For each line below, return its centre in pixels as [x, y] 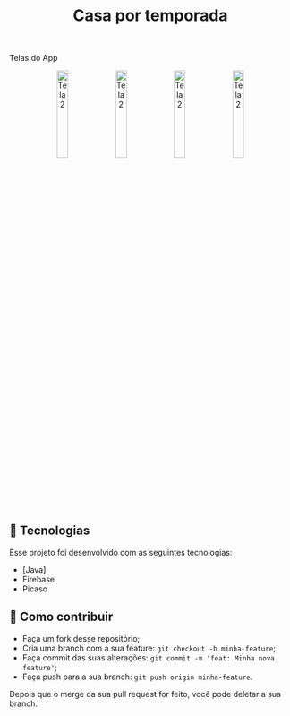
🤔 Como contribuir [61, 617]
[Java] [34, 569]
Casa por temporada [150, 16]
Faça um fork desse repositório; [81, 638]
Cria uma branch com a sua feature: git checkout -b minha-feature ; [149, 648]
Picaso [34, 589]
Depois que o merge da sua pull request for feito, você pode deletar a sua [145, 694]
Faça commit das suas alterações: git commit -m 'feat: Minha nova [148, 657]
